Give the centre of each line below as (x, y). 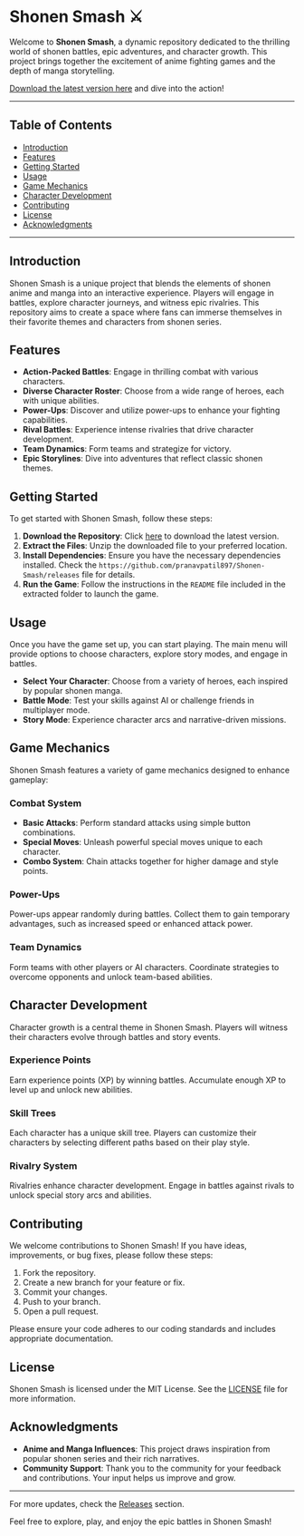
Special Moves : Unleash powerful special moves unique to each (142, 842)
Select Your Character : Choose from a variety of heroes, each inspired (155, 681)
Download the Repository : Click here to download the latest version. (151, 536)
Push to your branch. (62, 1302)
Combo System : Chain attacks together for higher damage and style (150, 861)
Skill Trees (33, 1113)
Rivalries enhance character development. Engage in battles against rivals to (152, 1186)
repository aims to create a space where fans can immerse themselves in (146, 312)
